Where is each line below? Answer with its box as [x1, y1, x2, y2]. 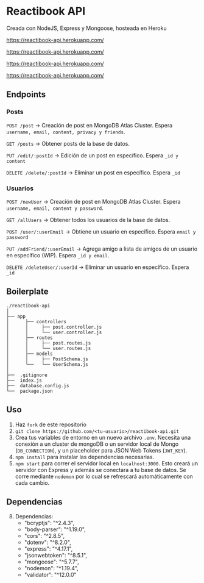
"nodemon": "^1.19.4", [24, 565, 79, 572]
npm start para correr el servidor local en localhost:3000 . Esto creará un [15, 459, 199, 467]
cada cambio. [15, 479, 50, 486]
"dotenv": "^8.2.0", [24, 538, 71, 546]
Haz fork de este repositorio [15, 421, 87, 428]
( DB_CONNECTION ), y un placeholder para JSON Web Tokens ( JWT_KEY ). [15, 446, 188, 454]
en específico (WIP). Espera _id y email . [6, 251, 110, 259]
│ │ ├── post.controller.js [6, 324, 102, 330]
